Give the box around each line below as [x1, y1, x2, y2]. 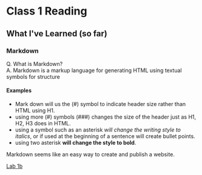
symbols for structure [6, 73, 61, 80]
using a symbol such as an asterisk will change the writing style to [15, 126, 181, 134]
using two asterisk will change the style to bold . [15, 139, 136, 147]
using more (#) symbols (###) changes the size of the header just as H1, [15, 113, 197, 121]
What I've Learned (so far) [6, 28, 107, 39]
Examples [6, 87, 32, 94]
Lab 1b [6, 162, 23, 170]
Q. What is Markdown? [6, 60, 63, 67]
